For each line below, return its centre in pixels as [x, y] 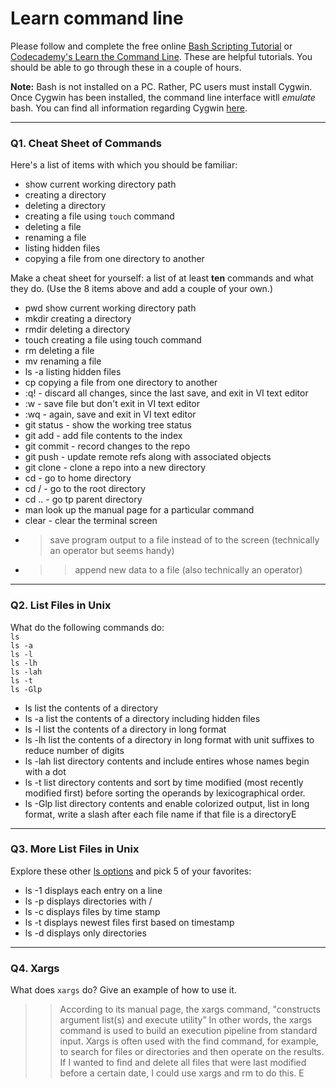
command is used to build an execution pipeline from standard [188, 1031]
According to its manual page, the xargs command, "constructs [190, 1009]
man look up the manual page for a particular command [139, 510]
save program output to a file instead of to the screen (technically [184, 540]
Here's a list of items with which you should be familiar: [124, 165]
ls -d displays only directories [85, 933]
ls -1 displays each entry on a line [93, 890]
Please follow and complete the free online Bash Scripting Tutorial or [151, 46]
